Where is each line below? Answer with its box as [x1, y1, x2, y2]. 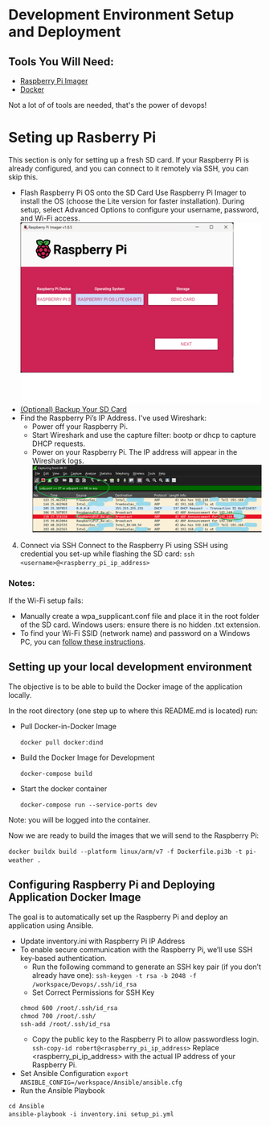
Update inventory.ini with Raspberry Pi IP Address [19, 936, 186, 946]
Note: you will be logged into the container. [8, 815, 151, 824]
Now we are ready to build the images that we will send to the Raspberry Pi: [8, 831, 260, 840]
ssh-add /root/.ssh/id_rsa [19, 1020, 111, 1028]
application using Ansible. [8, 920, 94, 930]
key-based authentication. [19, 953, 107, 963]
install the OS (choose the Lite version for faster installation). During [19, 196, 245, 206]
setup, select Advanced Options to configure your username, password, [19, 204, 260, 214]
